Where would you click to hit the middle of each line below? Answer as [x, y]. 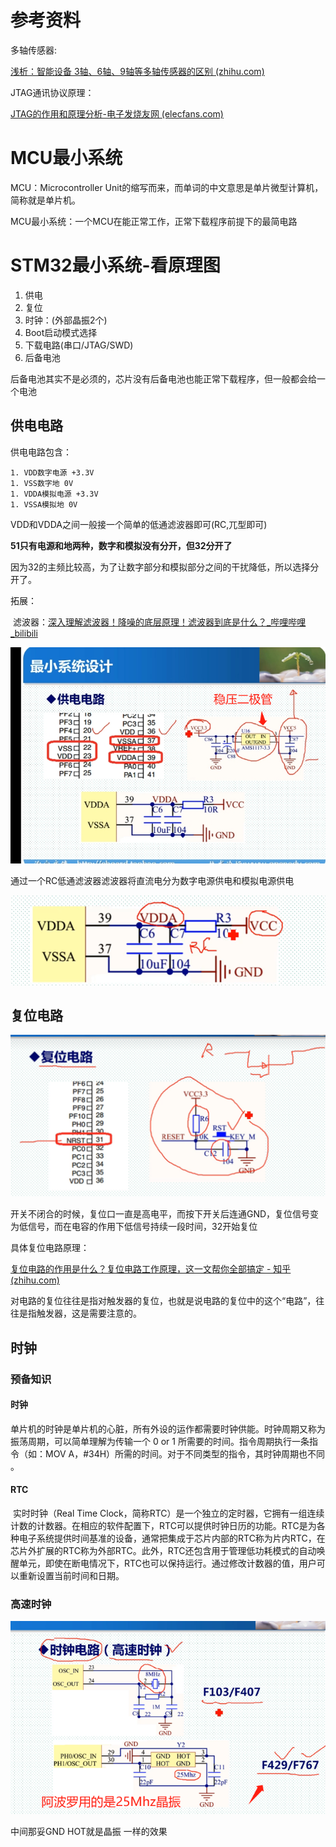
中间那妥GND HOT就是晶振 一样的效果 [89, 1831]
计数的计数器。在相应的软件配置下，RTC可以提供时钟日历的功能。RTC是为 [163, 1526]
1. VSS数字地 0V [42, 483]
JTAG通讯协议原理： [52, 92]
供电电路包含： [41, 452]
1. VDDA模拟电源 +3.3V [54, 494]
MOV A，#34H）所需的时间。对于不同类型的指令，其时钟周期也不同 [185, 1453]
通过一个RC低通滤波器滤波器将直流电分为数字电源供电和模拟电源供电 [152, 881]
